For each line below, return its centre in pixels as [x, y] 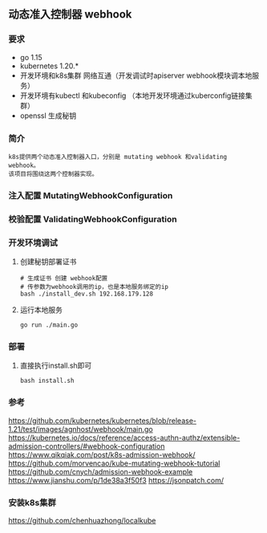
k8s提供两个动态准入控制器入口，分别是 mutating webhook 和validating [117, 157]
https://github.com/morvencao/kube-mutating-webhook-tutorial [114, 463]
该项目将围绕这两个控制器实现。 [53, 174]
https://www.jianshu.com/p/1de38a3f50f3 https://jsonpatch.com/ [116, 480]
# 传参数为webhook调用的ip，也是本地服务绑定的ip [94, 287]
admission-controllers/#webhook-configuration [87, 446]
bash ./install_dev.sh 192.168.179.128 [87, 294]
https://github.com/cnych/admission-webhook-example [101, 471]
